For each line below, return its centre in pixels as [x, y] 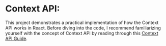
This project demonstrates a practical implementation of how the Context [82, 22]
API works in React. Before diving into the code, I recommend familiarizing [83, 27]
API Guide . [17, 38]
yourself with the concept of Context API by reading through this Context [82, 33]
